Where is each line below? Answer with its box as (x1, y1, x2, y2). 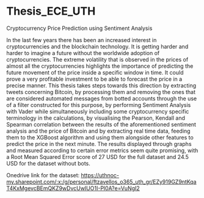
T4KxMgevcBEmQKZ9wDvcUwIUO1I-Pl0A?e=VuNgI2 (6, 185, 140, 192)
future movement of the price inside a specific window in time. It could (6, 68, 184, 76)
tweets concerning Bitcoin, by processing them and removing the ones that (6, 88, 196, 95)
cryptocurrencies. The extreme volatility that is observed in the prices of (6, 56, 189, 63)
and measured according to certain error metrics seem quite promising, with (6, 147, 199, 154)
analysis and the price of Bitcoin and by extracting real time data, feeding (6, 127, 191, 134)
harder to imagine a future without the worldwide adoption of (6, 49, 160, 56)
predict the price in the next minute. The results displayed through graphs (6, 140, 192, 147)
